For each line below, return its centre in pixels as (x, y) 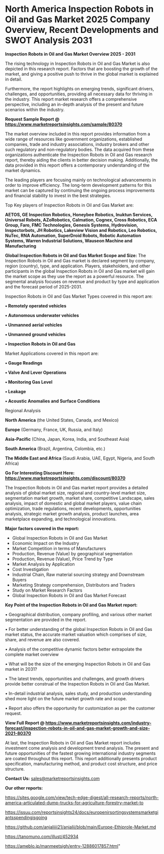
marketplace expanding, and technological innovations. (61, 519)
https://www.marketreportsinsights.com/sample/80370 (64, 124)
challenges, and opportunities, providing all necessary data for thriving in (79, 94)
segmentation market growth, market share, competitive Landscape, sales (80, 498)
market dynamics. (23, 170)
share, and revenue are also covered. (43, 639)
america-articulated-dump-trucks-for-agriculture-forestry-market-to (74, 802)
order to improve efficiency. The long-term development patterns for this (78, 185)
